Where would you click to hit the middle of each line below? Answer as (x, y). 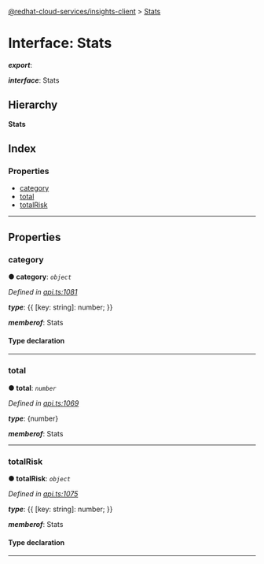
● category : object (40, 277)
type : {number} (33, 418)
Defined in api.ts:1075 (43, 493)
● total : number (32, 388)
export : (20, 65)
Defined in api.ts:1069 (44, 403)
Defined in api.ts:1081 (43, 292)
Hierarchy (33, 105)
